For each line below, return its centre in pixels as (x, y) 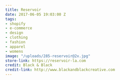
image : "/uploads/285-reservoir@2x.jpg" (48, 56)
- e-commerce (19, 28)
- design (14, 33)
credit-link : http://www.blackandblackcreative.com (60, 70)
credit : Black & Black (29, 65)
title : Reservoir (23, 10)
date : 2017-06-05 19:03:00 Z (35, 14)
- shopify (15, 24)
